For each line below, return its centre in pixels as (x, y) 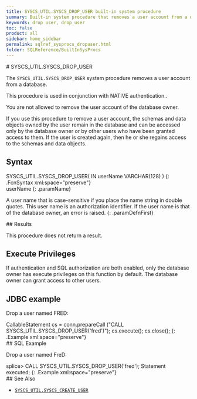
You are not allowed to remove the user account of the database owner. (93, 107)
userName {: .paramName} (39, 188)
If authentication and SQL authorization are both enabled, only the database (98, 268)
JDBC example (33, 299)
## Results (19, 224)
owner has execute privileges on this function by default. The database (92, 274)
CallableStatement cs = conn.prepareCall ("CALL (65, 325)
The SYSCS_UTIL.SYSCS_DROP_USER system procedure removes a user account (98, 78)
